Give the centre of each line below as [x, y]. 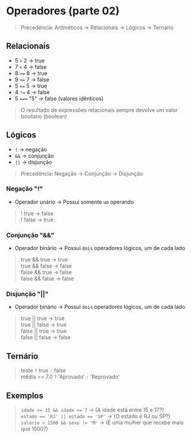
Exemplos [25, 395]
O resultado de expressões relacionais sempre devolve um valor [99, 110]
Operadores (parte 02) [63, 11]
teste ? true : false [43, 371]
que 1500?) [34, 429]
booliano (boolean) [44, 116]
